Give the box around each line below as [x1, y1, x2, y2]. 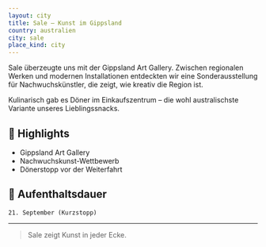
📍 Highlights [8, 126, 70, 140]
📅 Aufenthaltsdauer [8, 187, 107, 201]
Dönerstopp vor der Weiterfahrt [19, 164, 123, 174]
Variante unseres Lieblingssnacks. [8, 104, 120, 114]
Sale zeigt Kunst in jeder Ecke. [27, 230, 127, 239]
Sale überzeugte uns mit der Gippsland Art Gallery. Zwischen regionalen [8, 63, 244, 72]
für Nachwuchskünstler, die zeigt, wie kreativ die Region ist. [8, 80, 203, 90]
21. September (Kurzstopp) [8, 208, 97, 217]
